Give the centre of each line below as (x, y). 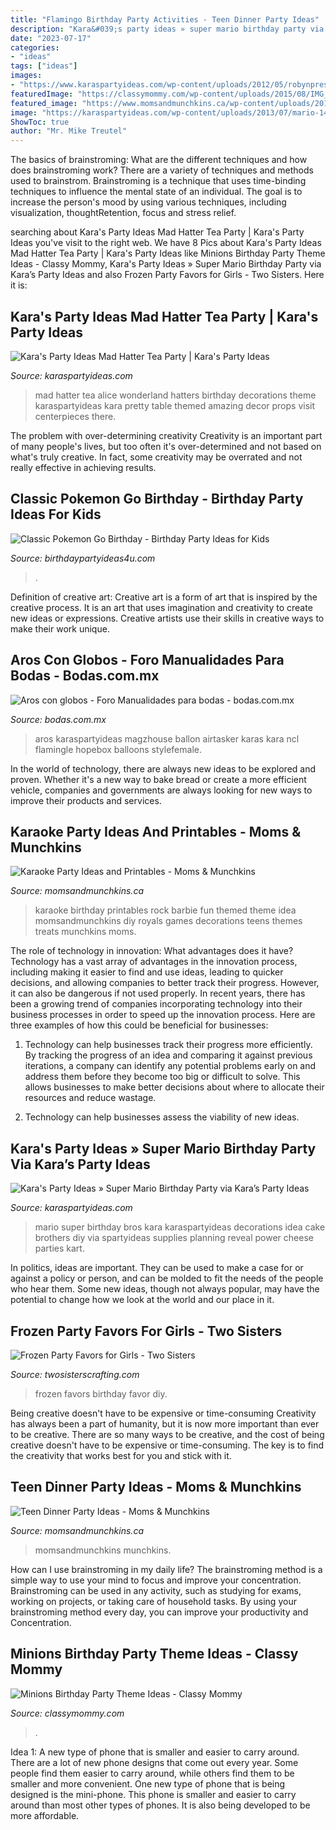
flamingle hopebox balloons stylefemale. (118, 749)
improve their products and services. (86, 800)
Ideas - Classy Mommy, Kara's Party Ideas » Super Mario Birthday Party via (166, 264)
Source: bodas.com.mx (58, 719)
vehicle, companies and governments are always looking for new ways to (161, 790)
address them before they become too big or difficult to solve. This (162, 1077)
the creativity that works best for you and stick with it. (121, 1455)
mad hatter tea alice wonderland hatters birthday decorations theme (175, 395)
